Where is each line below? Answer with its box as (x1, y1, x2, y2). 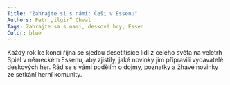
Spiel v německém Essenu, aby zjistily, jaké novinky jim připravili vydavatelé (7, 56, 224, 64)
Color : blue (7, 29, 42, 37)
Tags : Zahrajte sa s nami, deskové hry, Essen (7, 23, 144, 30)
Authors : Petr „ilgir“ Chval (7, 17, 91, 23)
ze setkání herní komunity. (7, 70, 82, 79)
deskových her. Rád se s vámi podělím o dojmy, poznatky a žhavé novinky (7, 63, 219, 71)
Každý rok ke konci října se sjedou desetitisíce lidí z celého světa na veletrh (7, 48, 223, 57)
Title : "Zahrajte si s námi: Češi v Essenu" (7, 10, 138, 17)
